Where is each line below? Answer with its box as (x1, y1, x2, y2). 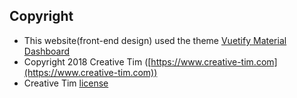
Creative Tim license (23, 77, 109, 89)
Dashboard (23, 45, 71, 57)
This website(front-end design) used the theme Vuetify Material (23, 34, 287, 46)
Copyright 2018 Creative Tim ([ (23, 55, 152, 68)
